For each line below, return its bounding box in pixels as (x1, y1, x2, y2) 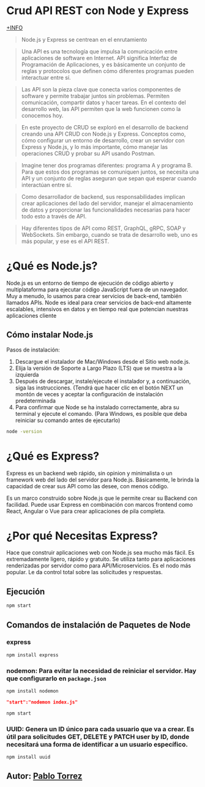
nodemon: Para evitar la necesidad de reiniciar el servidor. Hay (6, 666, 197, 675)
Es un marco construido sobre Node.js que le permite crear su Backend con (6, 494, 198, 502)
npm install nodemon (6, 688, 59, 694)
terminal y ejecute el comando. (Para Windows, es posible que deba (15, 410, 188, 417)
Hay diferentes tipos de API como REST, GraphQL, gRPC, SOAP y (21, 225, 186, 232)
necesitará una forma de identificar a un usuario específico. (6, 740, 188, 748)
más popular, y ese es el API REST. (21, 237, 110, 245)
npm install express (6, 651, 59, 658)
